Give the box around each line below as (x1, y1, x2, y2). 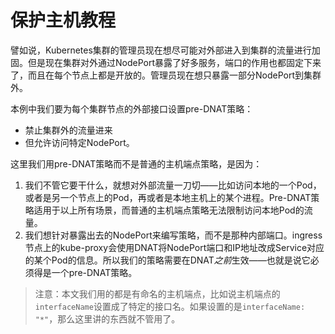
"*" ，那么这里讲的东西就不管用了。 (34, 312, 181, 325)
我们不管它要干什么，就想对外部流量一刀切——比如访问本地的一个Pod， (24, 179, 322, 191)
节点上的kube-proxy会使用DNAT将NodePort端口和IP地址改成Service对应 (24, 241, 325, 253)
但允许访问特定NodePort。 (24, 136, 135, 148)
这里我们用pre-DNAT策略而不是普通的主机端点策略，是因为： (10, 157, 263, 170)
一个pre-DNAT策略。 (51, 266, 138, 278)
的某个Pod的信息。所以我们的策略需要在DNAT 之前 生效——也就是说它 (24, 254, 311, 266)
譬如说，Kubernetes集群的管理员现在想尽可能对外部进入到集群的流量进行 (10, 44, 312, 56)
